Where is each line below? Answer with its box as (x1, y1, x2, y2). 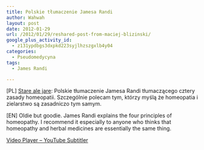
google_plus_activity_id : (6, 37, 72, 43)
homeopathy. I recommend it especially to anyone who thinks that (6, 118, 172, 126)
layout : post (6, 20, 40, 26)
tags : (6, 60, 20, 66)
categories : (6, 49, 37, 55)
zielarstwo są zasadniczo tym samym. (6, 100, 102, 107)
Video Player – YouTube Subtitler (6, 137, 88, 144)
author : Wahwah (6, 15, 45, 21)
